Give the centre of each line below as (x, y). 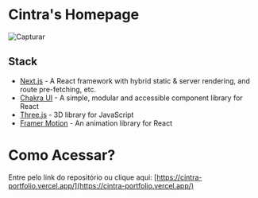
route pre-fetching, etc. (58, 89)
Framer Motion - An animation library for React (96, 123)
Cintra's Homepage (74, 15)
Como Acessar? (62, 155)
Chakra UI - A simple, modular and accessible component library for (131, 98)
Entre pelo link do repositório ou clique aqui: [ (83, 177)
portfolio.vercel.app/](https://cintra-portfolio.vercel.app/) (101, 185)
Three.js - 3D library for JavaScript (77, 115)
